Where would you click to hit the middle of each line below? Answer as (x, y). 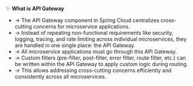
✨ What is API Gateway (35, 9)
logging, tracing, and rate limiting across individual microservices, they (101, 39)
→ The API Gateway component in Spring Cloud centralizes (87, 20)
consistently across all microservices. (60, 77)
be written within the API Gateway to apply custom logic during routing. (101, 64)
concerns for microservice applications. (82, 27)
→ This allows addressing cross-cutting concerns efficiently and (93, 70)
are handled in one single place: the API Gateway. (75, 45)
